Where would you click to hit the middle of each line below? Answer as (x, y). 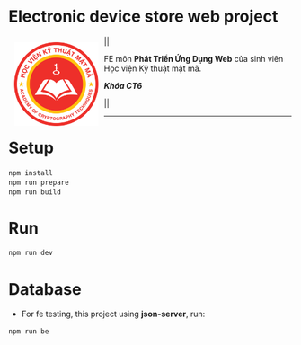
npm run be (29, 332)
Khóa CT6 (123, 85)
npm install (31, 172)
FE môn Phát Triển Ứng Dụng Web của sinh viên (194, 58)
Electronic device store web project (143, 17)
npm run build (35, 192)
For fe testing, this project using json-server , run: (113, 314)
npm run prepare (39, 182)
